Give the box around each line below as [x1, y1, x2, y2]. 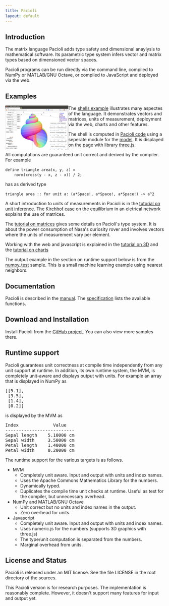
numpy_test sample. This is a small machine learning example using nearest [5, 262, 162, 268]
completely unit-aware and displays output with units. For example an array [5, 373, 162, 379]
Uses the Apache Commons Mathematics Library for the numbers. [20, 477, 158, 483]
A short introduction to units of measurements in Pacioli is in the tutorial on [5, 201, 160, 207]
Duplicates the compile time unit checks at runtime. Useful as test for [20, 488, 164, 494]
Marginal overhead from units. [20, 541, 83, 548]
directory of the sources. [5, 575, 57, 581]
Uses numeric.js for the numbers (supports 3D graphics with [20, 525, 146, 531]
